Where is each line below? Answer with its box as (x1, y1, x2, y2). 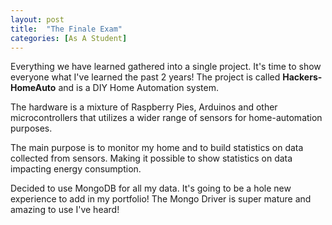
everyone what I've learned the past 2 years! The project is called (10, 71, 281, 83)
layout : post (10, 14, 65, 25)
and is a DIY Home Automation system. (58, 82, 220, 94)
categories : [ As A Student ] (10, 33, 128, 43)
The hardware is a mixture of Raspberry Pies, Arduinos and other (10, 101, 278, 113)
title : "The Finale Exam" (10, 24, 123, 34)
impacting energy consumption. (10, 163, 142, 175)
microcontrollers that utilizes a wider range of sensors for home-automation (10, 112, 323, 124)
